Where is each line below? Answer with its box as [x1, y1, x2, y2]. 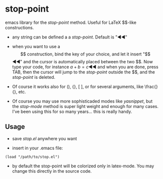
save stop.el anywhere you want [12, 135, 77, 142]
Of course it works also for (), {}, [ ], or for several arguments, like [12, 84, 144, 89]
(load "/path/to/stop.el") [5, 154, 60, 159]
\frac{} [144, 84, 158, 89]
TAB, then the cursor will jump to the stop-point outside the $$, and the [12, 69, 155, 75]
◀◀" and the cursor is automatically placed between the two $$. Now [12, 58, 153, 64]
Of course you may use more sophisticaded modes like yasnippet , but [12, 98, 153, 104]
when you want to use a [12, 43, 60, 49]
